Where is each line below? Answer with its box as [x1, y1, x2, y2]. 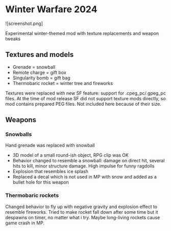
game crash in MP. [5, 220, 45, 226]
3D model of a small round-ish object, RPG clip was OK [12, 152, 129, 158]
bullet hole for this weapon [12, 179, 69, 185]
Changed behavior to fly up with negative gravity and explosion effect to [5, 204, 158, 210]
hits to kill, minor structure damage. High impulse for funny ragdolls [12, 163, 155, 169]
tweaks [5, 36, 21, 42]
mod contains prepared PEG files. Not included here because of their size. [5, 101, 162, 107]
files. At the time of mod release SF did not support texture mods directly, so [5, 95, 166, 101]
